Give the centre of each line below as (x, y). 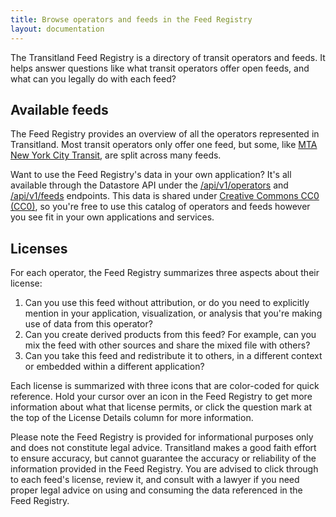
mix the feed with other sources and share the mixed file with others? (167, 345)
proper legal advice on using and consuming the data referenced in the (156, 490)
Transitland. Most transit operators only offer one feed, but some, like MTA (164, 145)
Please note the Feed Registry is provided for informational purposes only (162, 437)
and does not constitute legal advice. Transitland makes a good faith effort (163, 448)
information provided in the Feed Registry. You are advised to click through (164, 469)
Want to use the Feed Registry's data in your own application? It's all (151, 175)
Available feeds (59, 109)
